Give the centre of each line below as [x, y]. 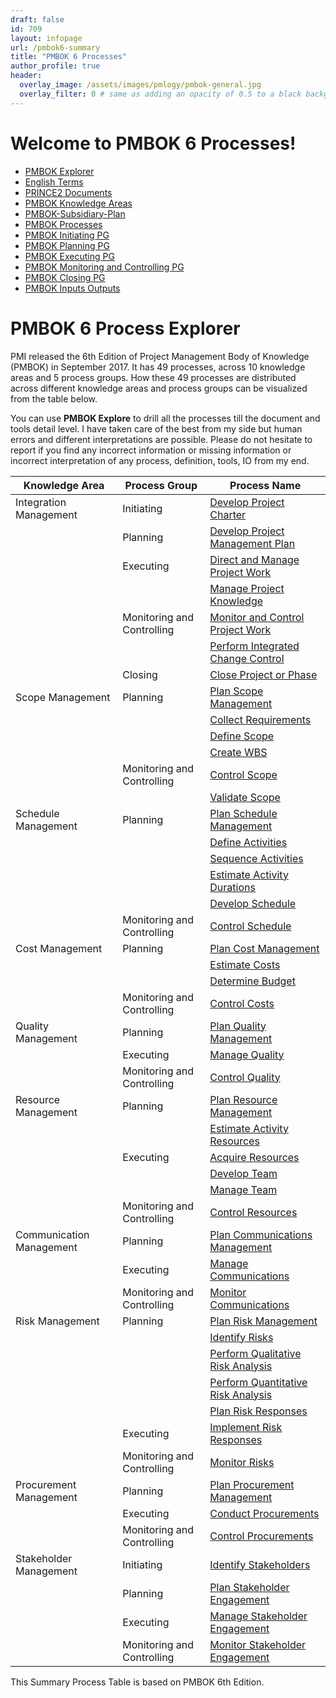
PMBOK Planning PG [67, 245]
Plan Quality [238, 1026]
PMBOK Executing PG [69, 256]
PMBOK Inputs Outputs [72, 288]
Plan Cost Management [264, 948]
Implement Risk [246, 1427]
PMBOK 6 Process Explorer [125, 328]
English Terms [54, 182]
